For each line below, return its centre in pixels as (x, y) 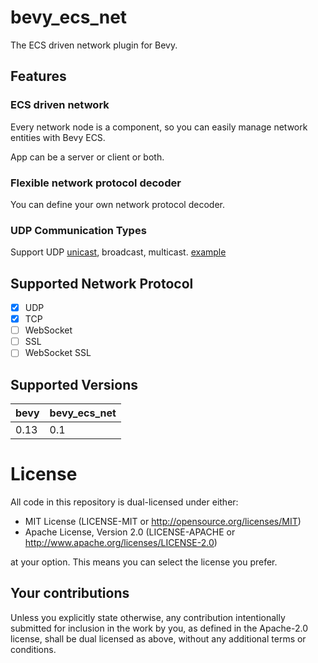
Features (38, 76)
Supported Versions (74, 384)
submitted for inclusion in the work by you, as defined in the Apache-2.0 (159, 628)
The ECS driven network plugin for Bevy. (94, 45)
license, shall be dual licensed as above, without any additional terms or (158, 638)
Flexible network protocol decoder (96, 183)
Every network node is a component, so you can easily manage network (159, 127)
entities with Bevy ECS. (58, 137)
